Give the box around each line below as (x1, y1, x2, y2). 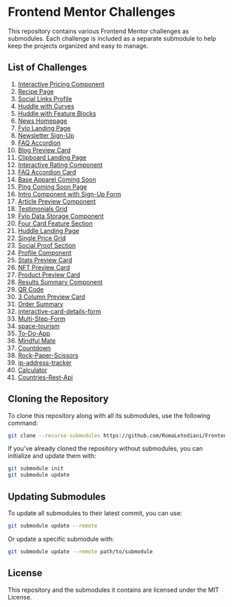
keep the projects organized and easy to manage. (8, 41, 149, 50)
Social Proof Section (17, 241, 76, 249)
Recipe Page (17, 87, 54, 95)
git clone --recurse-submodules (8, 432, 101, 439)
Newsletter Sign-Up (17, 131, 74, 139)
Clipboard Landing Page (17, 153, 87, 161)
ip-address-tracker (17, 358, 72, 366)
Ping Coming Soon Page (17, 182, 87, 190)
